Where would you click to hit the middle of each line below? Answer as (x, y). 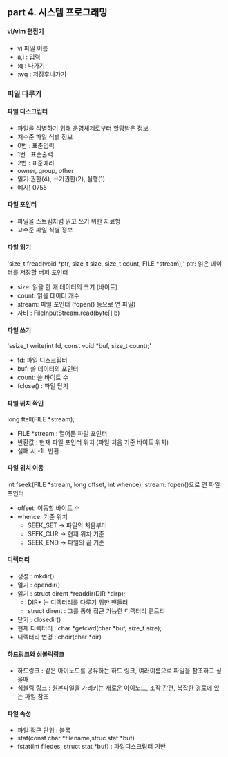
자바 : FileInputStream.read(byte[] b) (68, 313)
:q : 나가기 (31, 65)
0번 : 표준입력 (36, 145)
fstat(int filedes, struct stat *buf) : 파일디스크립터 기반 (92, 747)
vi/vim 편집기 (26, 31)
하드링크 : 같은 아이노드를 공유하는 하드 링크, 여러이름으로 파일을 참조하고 (116, 671)
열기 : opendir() (39, 585)
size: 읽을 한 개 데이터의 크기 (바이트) (67, 287)
